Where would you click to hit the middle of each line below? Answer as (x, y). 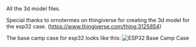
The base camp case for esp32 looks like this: (64, 38)
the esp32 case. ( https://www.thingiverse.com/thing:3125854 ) (84, 26)
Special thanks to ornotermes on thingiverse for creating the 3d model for (98, 20)
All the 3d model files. (33, 9)
